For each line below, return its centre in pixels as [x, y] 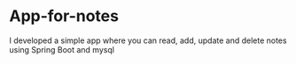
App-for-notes [64, 16]
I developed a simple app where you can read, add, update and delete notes [148, 40]
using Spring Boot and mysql [62, 49]
